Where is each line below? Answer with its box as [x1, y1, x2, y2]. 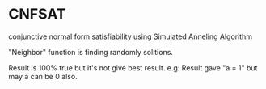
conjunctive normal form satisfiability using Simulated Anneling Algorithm [8, 32, 253, 41]
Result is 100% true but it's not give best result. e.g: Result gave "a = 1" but [8, 62, 258, 73]
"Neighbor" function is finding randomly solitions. [8, 47, 174, 57]
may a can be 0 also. [8, 71, 78, 81]
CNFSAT [8, 5, 66, 23]
